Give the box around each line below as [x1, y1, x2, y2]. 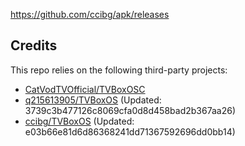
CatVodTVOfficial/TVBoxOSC [24, 83, 146, 95]
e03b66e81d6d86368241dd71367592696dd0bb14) [24, 125, 236, 138]
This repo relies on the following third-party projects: [10, 64, 228, 76]
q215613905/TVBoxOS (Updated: [24, 94, 162, 106]
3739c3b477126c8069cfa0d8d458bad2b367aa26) [24, 104, 237, 116]
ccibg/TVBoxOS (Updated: [24, 115, 135, 127]
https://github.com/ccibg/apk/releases [10, 9, 170, 20]
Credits [10, 37, 58, 54]
